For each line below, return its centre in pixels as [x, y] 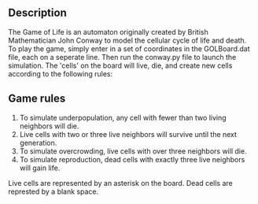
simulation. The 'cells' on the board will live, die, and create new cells [120, 65]
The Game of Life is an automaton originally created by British [108, 32]
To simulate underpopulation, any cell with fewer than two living [123, 117]
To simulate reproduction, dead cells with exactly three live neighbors [132, 159]
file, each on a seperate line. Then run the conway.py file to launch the [122, 57]
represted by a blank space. [53, 191]
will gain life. [40, 168]
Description [37, 13]
